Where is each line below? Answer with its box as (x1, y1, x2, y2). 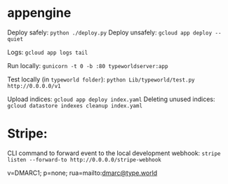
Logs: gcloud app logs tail (7, 48, 88, 56)
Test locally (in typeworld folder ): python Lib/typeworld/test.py (7, 75, 195, 84)
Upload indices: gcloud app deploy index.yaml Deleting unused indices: (7, 95, 215, 103)
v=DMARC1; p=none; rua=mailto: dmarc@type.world (7, 169, 158, 177)
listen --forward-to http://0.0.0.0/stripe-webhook (7, 156, 161, 163)
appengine (7, 5, 72, 21)
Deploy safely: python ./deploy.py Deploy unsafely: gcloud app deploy (7, 28, 213, 37)
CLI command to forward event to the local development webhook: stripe (7, 149, 221, 157)
